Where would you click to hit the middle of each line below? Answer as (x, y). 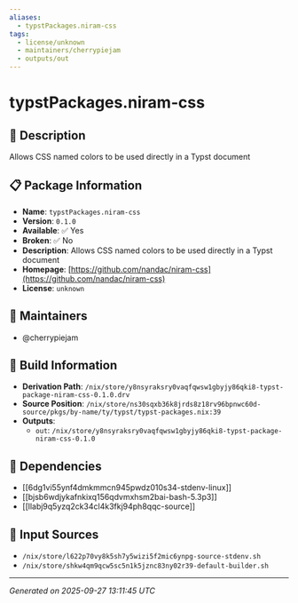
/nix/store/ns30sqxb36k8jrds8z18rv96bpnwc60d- (173, 405)
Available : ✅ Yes (53, 230)
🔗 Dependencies (55, 466)
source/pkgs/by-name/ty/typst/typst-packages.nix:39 (122, 413)
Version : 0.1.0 (49, 221)
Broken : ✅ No (47, 240)
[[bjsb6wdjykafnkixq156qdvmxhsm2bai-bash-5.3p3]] (119, 497)
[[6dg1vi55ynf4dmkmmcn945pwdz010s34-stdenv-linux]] (127, 488)
